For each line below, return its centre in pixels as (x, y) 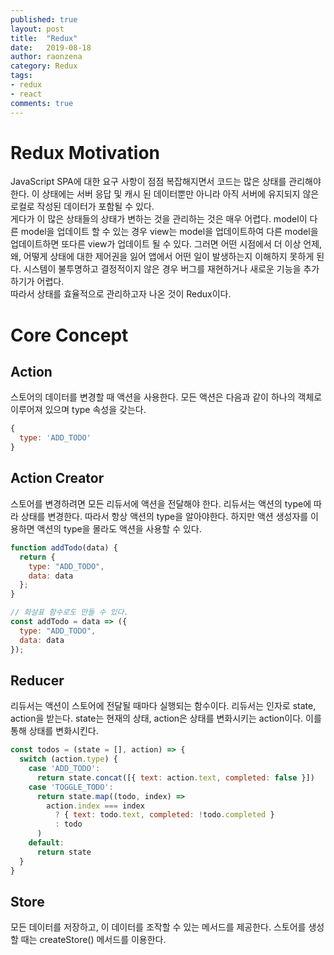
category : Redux (44, 66)
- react (26, 94)
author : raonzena (46, 57)
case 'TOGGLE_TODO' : (71, 787)
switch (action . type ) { (68, 759)
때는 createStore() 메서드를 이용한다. (93, 940)
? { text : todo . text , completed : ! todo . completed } (164, 815)
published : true (44, 19)
